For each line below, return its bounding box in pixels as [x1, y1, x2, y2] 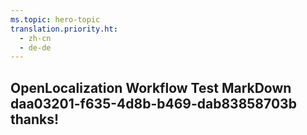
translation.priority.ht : [10, 24, 118, 34]
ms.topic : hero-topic [10, 14, 101, 25]
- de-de [19, 42, 52, 53]
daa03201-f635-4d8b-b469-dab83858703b [10, 95, 297, 112]
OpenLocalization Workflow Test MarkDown [10, 79, 292, 96]
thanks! [10, 111, 60, 128]
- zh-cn [19, 33, 52, 43]
